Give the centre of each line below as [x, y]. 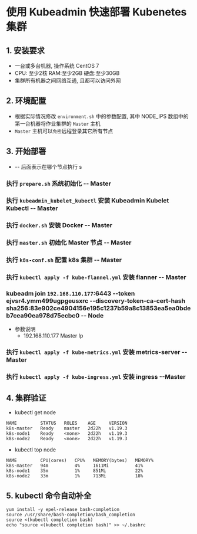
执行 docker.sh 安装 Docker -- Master [59, 225]
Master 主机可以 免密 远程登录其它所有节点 [64, 131]
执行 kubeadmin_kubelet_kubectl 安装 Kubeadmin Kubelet [88, 201]
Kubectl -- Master [32, 208]
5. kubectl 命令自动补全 [49, 495]
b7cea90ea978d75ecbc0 [43, 316]
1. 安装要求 [26, 50]
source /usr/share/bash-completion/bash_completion [71, 515]
